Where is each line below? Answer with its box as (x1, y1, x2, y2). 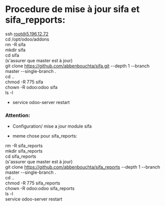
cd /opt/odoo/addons (5, 36, 50, 42)
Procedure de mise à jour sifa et (5, 4, 140, 15)
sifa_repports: (5, 14, 66, 26)
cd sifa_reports (5, 153, 37, 159)
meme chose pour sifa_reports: (12, 133, 78, 139)
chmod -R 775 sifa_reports (5, 180, 61, 186)
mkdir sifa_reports (5, 148, 43, 154)
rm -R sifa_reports (5, 143, 43, 149)
